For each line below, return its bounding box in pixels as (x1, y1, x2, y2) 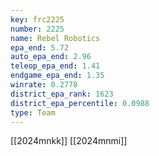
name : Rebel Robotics (10, 33, 101, 43)
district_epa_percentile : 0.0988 (10, 98, 150, 108)
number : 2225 (10, 24, 65, 34)
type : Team (10, 107, 56, 118)
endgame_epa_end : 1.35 (10, 71, 105, 81)
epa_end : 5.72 (10, 42, 70, 53)
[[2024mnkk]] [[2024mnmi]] (10, 135, 128, 147)
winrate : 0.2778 (10, 80, 78, 90)
